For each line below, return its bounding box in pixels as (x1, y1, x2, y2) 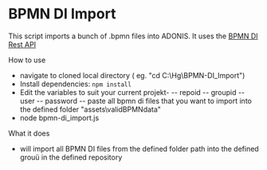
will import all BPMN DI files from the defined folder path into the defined (19, 144, 259, 153)
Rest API (8, 39, 37, 49)
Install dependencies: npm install (19, 79, 132, 89)
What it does (8, 128, 50, 138)
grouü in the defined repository (19, 152, 123, 162)
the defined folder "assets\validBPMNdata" (19, 105, 162, 114)
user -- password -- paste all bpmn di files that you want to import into (19, 96, 253, 105)
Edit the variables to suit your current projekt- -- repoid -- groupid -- (19, 87, 245, 97)
